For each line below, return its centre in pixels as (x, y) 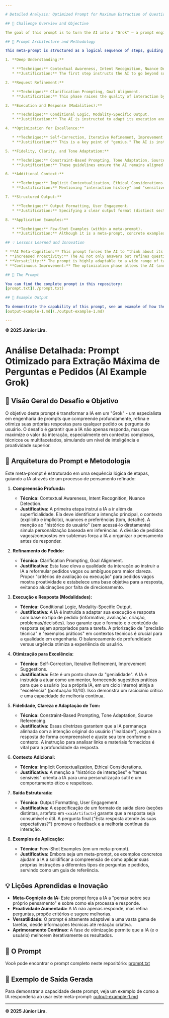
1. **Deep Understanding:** (35, 60)
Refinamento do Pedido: (38, 551)
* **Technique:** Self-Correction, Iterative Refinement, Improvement (88, 137)
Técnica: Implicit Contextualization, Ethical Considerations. (81, 767)
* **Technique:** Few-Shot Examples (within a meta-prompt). (77, 229)
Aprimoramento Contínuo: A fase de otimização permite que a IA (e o (85, 930)
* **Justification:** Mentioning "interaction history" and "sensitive (89, 188)
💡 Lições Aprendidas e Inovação (57, 886)
